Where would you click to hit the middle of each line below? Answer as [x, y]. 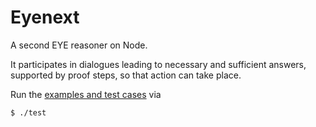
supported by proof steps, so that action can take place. [126, 75]
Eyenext [45, 17]
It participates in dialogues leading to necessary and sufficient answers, [158, 64]
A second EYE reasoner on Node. [79, 45]
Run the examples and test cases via [86, 94]
